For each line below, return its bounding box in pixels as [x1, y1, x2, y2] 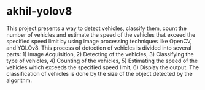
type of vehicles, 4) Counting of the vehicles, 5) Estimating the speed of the [6, 57, 198, 64]
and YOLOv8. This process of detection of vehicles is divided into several [6, 44, 192, 51]
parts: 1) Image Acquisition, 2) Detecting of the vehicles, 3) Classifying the [6, 50, 195, 58]
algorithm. [6, 77, 33, 84]
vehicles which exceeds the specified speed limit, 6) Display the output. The [6, 63, 199, 71]
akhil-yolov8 [6, 4, 72, 18]
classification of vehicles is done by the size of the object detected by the [6, 70, 193, 77]
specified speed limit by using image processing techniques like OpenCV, [6, 37, 192, 45]
